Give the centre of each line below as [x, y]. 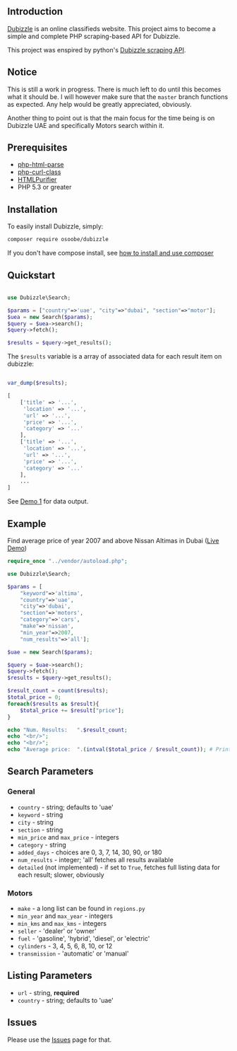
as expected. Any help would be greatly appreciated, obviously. [99, 104]
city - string [36, 822]
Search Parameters [50, 771]
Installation [32, 209]
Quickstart [31, 275]
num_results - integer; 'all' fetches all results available [96, 859]
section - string [40, 830]
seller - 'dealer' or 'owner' [57, 931]
